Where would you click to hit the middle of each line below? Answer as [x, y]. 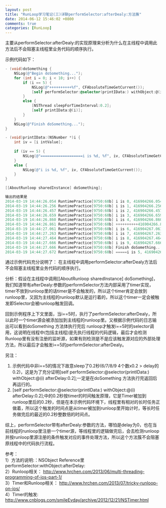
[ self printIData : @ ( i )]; [57, 110]
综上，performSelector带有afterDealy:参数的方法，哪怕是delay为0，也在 [79, 425]
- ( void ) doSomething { [28, 69]
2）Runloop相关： [23, 472]
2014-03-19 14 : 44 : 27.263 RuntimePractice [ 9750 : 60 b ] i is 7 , [68, 233]
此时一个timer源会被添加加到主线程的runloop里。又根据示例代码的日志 [81, 320]
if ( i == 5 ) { [37, 83]
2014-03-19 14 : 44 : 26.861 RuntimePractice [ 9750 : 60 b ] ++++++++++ [72, 225]
